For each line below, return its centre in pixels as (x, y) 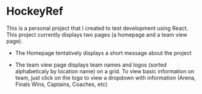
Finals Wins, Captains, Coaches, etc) (61, 84)
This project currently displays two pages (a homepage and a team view (97, 34)
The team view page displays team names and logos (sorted (91, 65)
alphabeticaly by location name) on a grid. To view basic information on (105, 71)
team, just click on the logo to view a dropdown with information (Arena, (105, 78)
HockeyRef (35, 11)
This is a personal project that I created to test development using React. (97, 28)
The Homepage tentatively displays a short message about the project (103, 52)
